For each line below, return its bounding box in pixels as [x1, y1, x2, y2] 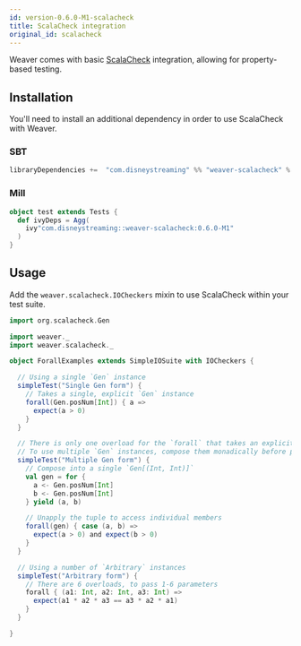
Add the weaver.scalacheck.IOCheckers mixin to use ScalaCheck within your [9, 289, 289, 300]
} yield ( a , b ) [25, 497, 82, 506]
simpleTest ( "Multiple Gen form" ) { [17, 456, 150, 465]
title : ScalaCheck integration [9, 22, 126, 30]
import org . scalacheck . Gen [9, 315, 110, 325]
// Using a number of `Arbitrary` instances [17, 563, 186, 572]
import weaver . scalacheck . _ [9, 340, 115, 349]
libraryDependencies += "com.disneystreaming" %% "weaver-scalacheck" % [9, 166, 291, 175]
